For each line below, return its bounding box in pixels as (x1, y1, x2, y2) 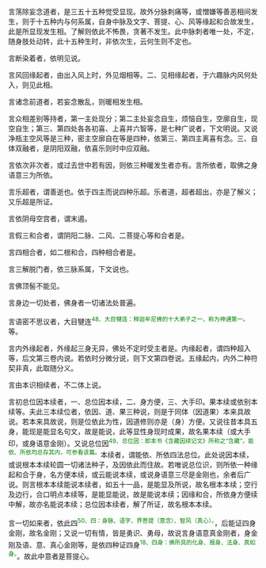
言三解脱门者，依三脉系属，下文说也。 (8, 265, 133, 273)
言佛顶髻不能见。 (8, 281, 64, 291)
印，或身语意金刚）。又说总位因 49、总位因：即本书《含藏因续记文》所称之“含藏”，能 (8, 436, 255, 448)
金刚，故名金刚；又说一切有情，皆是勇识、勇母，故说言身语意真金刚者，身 (8, 528, 251, 537)
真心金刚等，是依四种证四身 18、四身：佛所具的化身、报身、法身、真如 (49, 538, 256, 549)
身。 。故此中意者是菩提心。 (8, 550, 93, 561)
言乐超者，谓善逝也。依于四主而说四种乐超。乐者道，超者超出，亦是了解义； (8, 187, 258, 196)
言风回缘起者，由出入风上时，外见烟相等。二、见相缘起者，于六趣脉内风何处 (8, 71, 258, 79)
